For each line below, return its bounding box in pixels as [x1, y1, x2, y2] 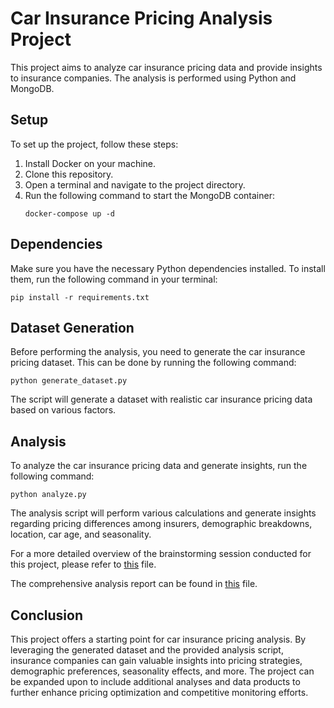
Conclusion [10, 607, 84, 624]
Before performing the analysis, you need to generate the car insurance [10, 346, 306, 358]
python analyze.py [10, 490, 87, 500]
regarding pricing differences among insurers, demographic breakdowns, [10, 518, 313, 530]
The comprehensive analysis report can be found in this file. [10, 578, 258, 590]
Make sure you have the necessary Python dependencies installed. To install [10, 262, 326, 274]
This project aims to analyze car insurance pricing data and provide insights [10, 61, 323, 73]
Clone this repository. [24, 168, 114, 180]
